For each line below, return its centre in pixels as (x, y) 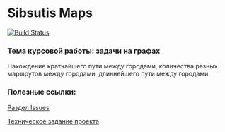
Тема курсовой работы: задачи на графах (84, 51)
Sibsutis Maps (50, 13)
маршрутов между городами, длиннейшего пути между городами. (109, 74)
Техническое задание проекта (53, 121)
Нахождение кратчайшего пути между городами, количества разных (112, 66)
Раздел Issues (28, 107)
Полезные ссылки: (42, 92)
